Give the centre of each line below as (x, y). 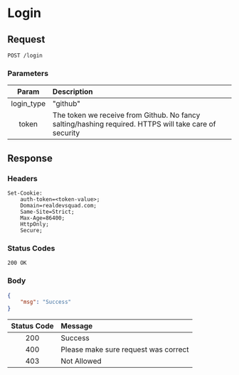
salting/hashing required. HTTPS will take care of (134, 124)
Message (77, 326)
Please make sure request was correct (125, 349)
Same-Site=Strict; (47, 212)
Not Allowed (81, 362)
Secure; (31, 230)
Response (30, 158)
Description (73, 92)
